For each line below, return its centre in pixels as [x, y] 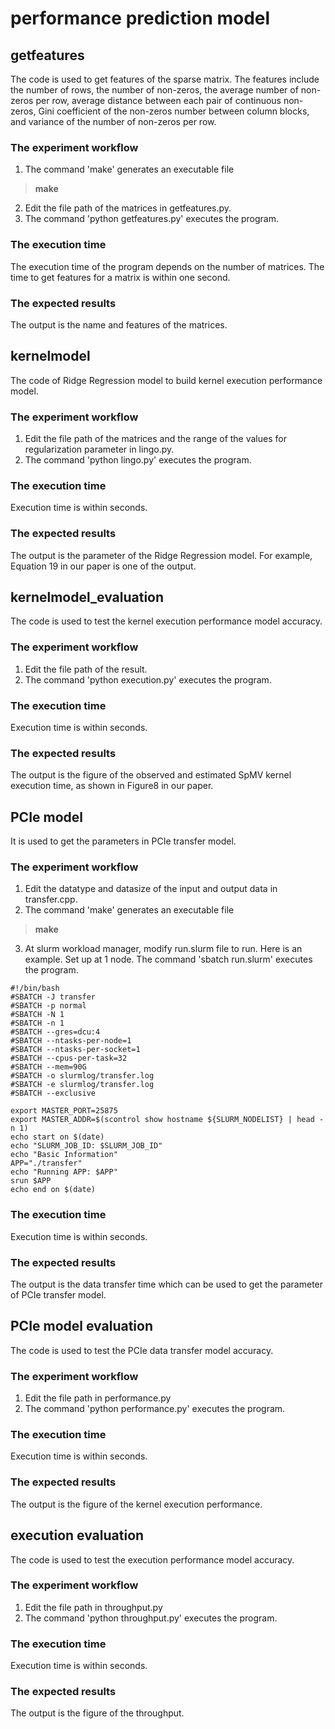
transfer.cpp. [51, 899]
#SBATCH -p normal [48, 1006]
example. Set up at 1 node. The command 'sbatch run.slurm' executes [168, 959]
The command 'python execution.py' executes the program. [148, 679]
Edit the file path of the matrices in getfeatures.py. [128, 208]
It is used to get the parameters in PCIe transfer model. [123, 841]
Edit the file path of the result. [86, 669]
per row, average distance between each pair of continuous [158, 100]
